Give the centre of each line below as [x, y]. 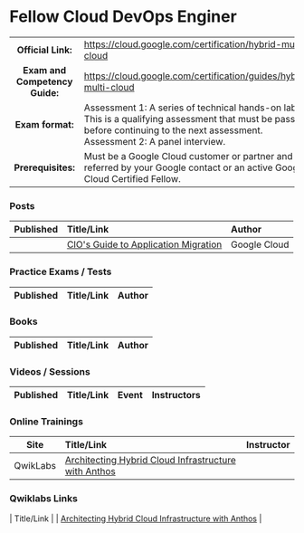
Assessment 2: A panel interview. [155, 141]
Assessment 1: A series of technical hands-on [183, 108]
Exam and [44, 70]
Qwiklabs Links [44, 499]
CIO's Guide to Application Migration [144, 244]
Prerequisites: [44, 167]
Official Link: [44, 50]
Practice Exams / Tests [61, 271]
